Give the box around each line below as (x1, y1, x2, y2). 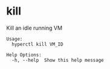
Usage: (6, 36, 23, 42)
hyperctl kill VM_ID (11, 41, 63, 47)
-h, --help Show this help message (11, 57, 104, 63)
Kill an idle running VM (6, 24, 62, 31)
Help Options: (6, 51, 42, 58)
